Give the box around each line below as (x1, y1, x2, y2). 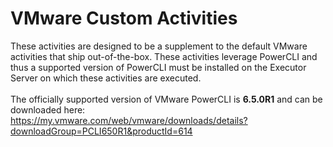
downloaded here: (10, 103, 86, 116)
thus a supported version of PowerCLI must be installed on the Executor (10, 61, 307, 73)
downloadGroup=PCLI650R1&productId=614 (10, 125, 193, 137)
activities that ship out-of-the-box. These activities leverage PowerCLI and (10, 50, 318, 62)
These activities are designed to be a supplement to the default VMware (10, 40, 308, 52)
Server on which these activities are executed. (10, 72, 202, 84)
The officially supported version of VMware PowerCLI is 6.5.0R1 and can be (10, 93, 323, 105)
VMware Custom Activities (10, 7, 238, 30)
